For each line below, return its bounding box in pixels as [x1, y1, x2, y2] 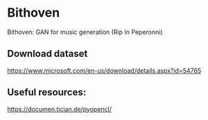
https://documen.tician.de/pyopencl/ [7, 105, 112, 113]
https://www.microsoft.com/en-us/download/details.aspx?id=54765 [7, 66, 202, 74]
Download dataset [7, 48, 88, 60]
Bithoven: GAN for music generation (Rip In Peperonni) [7, 28, 163, 36]
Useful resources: [7, 87, 87, 98]
